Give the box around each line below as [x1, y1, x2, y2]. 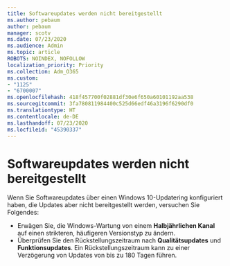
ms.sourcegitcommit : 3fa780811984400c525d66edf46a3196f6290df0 [7, 100, 194, 107]
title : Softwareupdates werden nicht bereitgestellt [7, 10, 163, 17]
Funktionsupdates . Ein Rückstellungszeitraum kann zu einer [17, 244, 191, 252]
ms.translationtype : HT [7, 107, 76, 114]
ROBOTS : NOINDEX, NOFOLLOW [7, 55, 85, 62]
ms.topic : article [7, 49, 60, 56]
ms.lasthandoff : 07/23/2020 [7, 119, 89, 127]
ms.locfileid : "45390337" [7, 126, 82, 133]
